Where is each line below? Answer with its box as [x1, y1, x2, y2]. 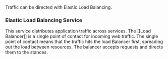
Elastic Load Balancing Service [5, 16, 82, 23]
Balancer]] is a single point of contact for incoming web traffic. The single [5, 33, 158, 39]
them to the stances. [5, 49, 48, 55]
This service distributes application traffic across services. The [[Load [5, 28, 151, 34]
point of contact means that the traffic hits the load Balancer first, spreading [5, 38, 163, 44]
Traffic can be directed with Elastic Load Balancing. [5, 4, 112, 10]
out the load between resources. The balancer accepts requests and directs [5, 44, 163, 50]
